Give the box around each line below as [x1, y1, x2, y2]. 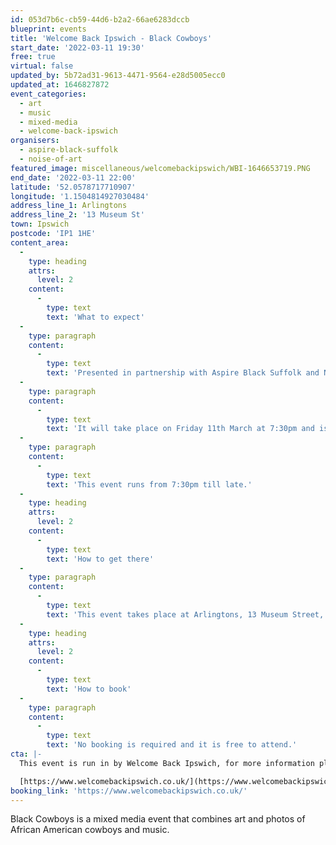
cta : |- [10, 749, 43, 759]
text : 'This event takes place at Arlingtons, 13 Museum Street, [46, 609, 325, 620]
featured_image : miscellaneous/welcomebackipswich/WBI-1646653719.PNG [10, 163, 311, 173]
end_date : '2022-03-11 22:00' [10, 172, 137, 183]
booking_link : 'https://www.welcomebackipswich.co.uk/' [10, 786, 248, 796]
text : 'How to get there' [46, 554, 155, 564]
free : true [10, 52, 56, 62]
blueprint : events [10, 24, 87, 34]
